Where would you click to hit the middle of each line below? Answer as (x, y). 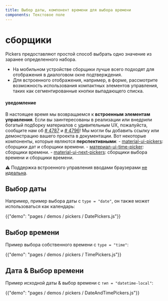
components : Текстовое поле (35, 15)
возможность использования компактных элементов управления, (85, 86)
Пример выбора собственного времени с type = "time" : (67, 245)
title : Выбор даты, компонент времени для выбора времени (68, 10)
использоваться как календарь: (40, 207)
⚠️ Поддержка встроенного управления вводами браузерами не (76, 167)
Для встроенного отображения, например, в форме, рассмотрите (85, 80)
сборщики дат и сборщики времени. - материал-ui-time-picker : (75, 146)
